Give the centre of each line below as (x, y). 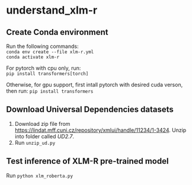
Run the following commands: (42, 46)
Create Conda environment (57, 32)
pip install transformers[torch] (47, 74)
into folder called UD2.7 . (44, 136)
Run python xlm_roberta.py (39, 176)
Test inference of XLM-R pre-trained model (87, 161)
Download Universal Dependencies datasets (90, 110)
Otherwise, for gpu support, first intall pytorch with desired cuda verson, (95, 85)
